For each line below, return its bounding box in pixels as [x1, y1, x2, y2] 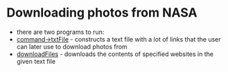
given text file [16, 57, 56, 65]
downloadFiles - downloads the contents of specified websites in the [16, 50, 214, 58]
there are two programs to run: [16, 28, 105, 36]
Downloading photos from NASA [6, 5, 198, 21]
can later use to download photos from [16, 42, 128, 51]
